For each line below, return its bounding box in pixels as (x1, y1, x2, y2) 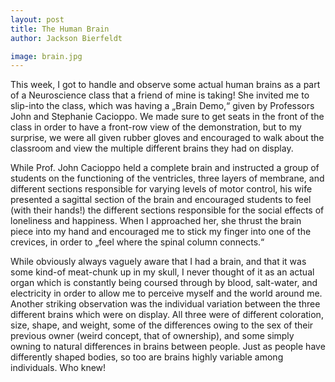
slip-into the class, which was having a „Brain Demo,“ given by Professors (10, 100, 315, 112)
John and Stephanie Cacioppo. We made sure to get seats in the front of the (10, 111, 325, 123)
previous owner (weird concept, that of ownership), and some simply (10, 330, 295, 342)
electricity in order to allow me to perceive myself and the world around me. (10, 287, 323, 300)
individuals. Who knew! (10, 362, 107, 374)
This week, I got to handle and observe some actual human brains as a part (10, 79, 321, 91)
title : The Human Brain (10, 24, 110, 34)
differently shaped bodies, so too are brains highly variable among (10, 351, 284, 363)
